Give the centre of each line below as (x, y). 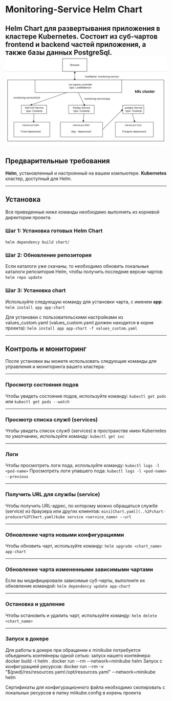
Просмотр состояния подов (42, 385)
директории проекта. (29, 217)
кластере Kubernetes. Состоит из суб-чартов (81, 36)
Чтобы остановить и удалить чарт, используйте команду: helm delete (81, 615)
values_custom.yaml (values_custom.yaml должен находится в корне (80, 322)
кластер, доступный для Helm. (39, 179)
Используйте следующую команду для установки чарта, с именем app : (84, 302)
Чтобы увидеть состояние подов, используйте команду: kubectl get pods (86, 396)
